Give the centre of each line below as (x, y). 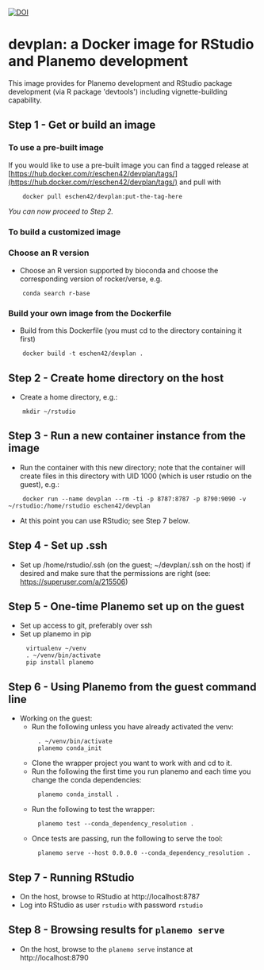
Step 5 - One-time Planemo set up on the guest (126, 607)
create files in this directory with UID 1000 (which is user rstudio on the (136, 476)
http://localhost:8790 (54, 957)
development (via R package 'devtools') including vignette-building (118, 91)
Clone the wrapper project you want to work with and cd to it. (132, 763)
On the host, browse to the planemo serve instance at (106, 949)
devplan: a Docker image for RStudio (131, 44)
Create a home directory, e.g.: (69, 396)
